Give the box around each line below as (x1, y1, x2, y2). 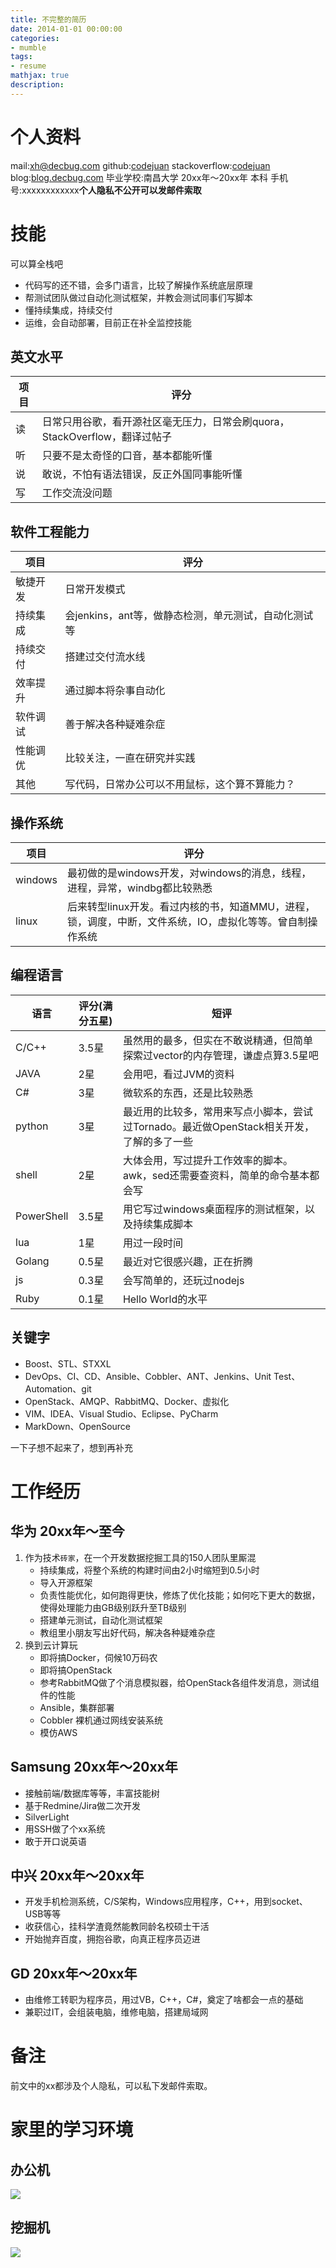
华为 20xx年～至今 (10, 1523, 125, 1540)
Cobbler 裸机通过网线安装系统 (39, 1714, 164, 1726)
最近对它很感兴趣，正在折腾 (122, 1254, 253, 1268)
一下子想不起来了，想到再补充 (10, 1441, 133, 1453)
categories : (10, 33, 60, 43)
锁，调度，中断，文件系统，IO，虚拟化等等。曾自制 (67, 915, 308, 929)
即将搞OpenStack (39, 1664, 113, 1676)
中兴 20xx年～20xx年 (10, 1867, 145, 1884)
